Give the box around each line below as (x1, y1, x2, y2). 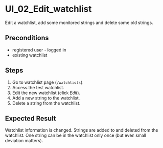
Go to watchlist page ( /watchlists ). (12, 79, 84, 85)
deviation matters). (5, 138, 43, 144)
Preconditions (5, 34, 49, 42)
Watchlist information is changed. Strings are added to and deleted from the (5, 127, 158, 133)
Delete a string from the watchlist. (12, 100, 81, 106)
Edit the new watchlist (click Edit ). (12, 90, 81, 96)
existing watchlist (12, 52, 47, 58)
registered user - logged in (12, 47, 67, 52)
